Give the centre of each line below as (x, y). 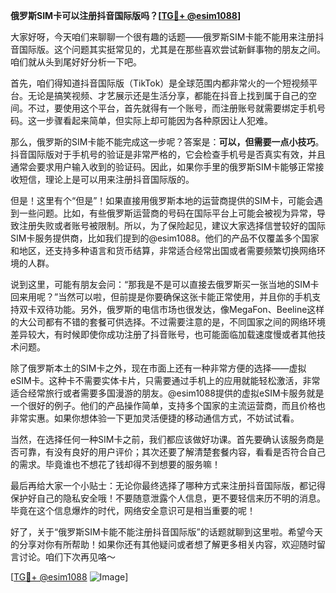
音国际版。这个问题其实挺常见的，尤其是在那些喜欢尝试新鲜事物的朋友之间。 (168, 49)
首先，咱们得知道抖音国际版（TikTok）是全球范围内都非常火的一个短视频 (160, 83)
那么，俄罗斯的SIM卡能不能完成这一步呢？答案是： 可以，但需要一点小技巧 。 (167, 142)
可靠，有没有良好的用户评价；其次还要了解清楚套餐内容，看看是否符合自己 (172, 452)
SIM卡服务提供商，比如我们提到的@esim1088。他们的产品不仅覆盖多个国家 (165, 238)
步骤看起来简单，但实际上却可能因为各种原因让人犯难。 (158, 120)
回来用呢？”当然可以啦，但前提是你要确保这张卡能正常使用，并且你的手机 (161, 297)
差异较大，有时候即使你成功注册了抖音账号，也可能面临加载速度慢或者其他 (163, 334)
